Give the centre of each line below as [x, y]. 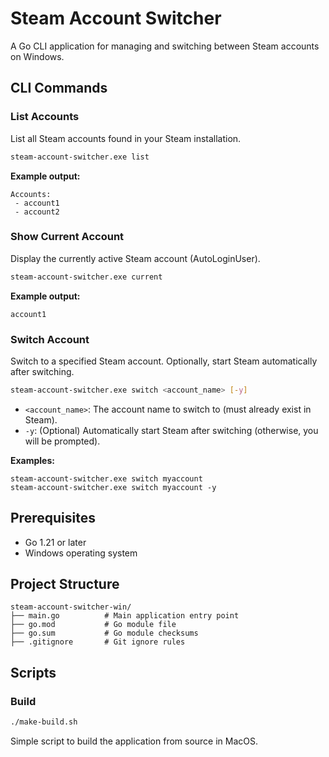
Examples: [32, 460]
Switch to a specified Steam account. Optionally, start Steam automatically [164, 361]
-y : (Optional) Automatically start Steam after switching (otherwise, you [171, 430]
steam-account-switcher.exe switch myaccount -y [113, 487]
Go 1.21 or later [55, 542]
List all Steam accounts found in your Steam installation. [126, 138]
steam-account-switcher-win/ [71, 607]
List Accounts [45, 117]
